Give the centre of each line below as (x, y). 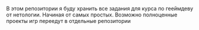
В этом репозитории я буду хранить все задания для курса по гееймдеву (100, 9)
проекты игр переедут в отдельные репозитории (69, 21)
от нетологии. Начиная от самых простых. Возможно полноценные (92, 15)
